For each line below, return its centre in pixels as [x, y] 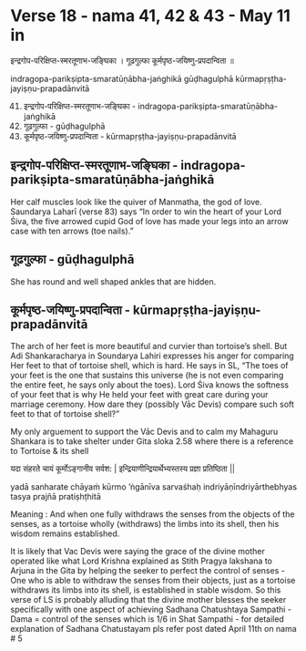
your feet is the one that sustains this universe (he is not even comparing [147, 376]
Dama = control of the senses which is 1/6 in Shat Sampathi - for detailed [148, 619]
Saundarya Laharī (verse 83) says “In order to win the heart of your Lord [146, 212]
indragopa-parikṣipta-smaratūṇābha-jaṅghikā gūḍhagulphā [122, 78]
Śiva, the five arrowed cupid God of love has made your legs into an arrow [150, 221]
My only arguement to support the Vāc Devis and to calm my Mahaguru [144, 432]
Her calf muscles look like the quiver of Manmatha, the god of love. [136, 201]
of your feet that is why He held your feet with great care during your [139, 395]
